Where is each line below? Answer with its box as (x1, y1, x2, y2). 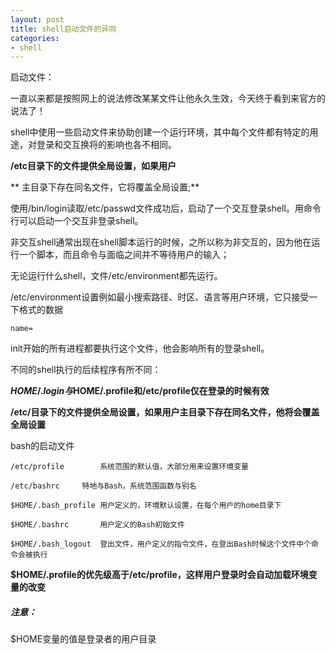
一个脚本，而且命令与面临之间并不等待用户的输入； (18, 249, 230, 261)
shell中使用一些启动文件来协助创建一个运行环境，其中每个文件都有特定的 (10, 126, 310, 138)
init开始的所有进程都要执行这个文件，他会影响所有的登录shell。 (10, 342, 270, 355)
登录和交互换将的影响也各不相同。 (36, 139, 177, 151)
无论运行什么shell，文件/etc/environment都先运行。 (10, 270, 223, 282)
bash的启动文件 (10, 440, 75, 452)
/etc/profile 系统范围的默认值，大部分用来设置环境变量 (10, 462, 249, 472)
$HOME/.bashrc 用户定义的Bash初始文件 (10, 520, 185, 530)
